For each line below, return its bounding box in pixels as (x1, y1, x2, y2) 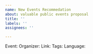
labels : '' (5, 21, 27, 26)
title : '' (5, 16, 25, 21)
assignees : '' (5, 26, 34, 30)
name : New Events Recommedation (5, 7, 71, 12)
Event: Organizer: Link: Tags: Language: (5, 43, 86, 49)
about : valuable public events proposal (5, 12, 89, 17)
